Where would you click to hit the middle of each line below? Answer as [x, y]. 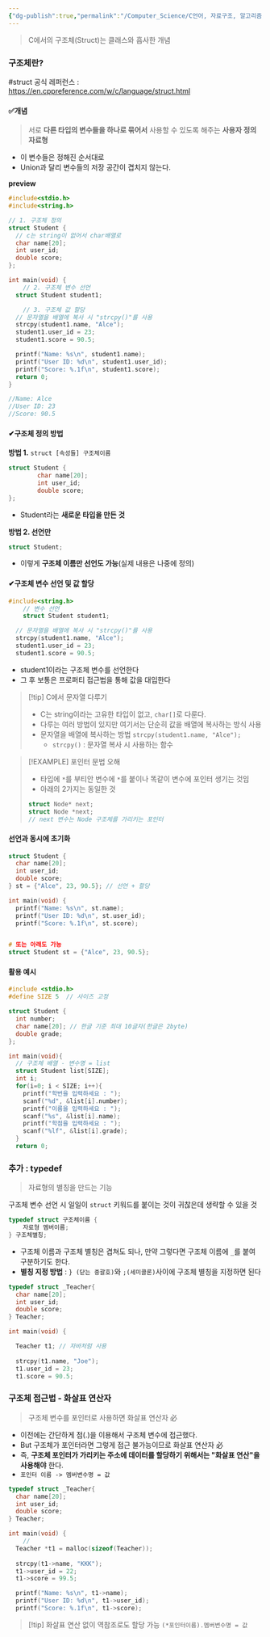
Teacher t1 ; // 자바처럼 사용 [61, 1346]
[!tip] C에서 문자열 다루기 [67, 696]
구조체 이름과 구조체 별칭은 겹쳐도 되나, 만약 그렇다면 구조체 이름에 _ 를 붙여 [138, 1251]
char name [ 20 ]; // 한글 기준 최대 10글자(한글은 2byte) [102, 1026]
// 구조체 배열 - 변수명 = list [63, 1063]
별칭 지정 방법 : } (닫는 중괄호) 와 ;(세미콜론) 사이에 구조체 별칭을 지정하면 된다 [141, 1271]
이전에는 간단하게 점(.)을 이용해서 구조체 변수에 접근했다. [108, 1434]
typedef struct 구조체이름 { [53, 1220]
